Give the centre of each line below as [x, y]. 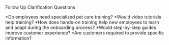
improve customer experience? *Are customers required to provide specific [85, 33]
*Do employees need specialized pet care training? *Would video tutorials [83, 17]
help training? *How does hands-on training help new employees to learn [82, 22]
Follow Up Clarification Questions [40, 7]
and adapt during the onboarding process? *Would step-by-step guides [81, 27]
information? [19, 38]
